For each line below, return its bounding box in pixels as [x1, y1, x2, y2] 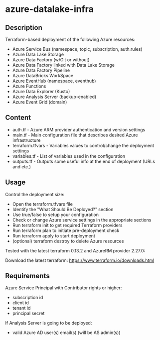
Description [5, 23, 42, 32]
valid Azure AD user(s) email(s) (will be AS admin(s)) [12, 330, 121, 336]
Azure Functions [12, 83, 46, 89]
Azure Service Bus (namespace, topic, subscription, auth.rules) [12, 46, 143, 52]
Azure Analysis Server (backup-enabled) [12, 94, 97, 100]
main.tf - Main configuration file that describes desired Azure [12, 132, 138, 138]
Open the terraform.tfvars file [12, 201, 73, 207]
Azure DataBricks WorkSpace [12, 73, 74, 78]
